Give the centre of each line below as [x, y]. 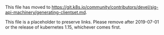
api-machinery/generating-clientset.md [46, 12]
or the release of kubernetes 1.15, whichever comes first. [63, 27]
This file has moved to [28, 7]
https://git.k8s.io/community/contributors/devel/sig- [105, 7]
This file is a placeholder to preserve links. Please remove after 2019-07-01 [82, 22]
